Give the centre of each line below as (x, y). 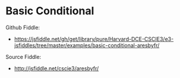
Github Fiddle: (23, 27)
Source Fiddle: (23, 57)
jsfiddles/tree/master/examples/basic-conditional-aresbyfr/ (87, 45)
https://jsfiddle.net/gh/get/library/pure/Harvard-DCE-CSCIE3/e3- (94, 39)
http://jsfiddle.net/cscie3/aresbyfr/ (56, 68)
